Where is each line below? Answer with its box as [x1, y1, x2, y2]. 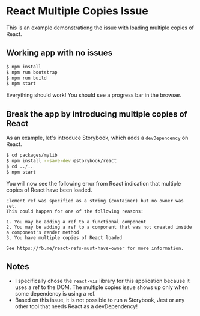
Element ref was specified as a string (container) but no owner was [6, 198, 184, 204]
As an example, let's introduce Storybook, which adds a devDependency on [6, 134, 189, 142]
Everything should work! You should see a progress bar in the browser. [6, 91, 182, 99]
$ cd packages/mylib [6, 152, 58, 159]
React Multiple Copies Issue [6, 4, 148, 18]
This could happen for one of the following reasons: [6, 208, 144, 214]
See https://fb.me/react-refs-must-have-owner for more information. [6, 245, 184, 251]
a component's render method [6, 229, 79, 235]
